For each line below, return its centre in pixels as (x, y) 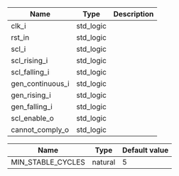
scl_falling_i (30, 72)
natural (104, 162)
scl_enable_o (33, 118)
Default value (145, 150)
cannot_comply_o (40, 130)
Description (134, 14)
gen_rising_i (31, 95)
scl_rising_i (29, 61)
